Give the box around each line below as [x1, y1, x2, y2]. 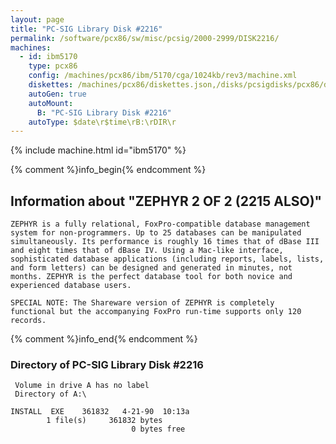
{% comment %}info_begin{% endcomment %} [10, 164, 207, 176]
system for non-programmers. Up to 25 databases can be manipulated [10, 228, 302, 238]
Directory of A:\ [14, 389, 87, 400]
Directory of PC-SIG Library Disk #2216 [10, 357, 204, 371]
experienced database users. [10, 281, 132, 291]
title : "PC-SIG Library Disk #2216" [10, 24, 163, 34]
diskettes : [28, 80, 74, 90]
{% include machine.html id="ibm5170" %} [10, 144, 187, 156]
